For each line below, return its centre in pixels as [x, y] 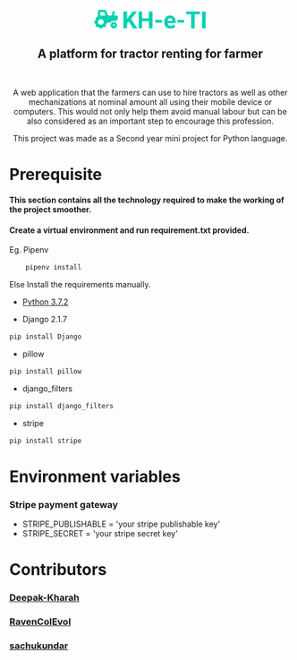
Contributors [58, 570]
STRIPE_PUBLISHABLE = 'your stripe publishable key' [121, 524]
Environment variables [95, 476]
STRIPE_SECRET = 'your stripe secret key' [100, 534]
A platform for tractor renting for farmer [150, 53]
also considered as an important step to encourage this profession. [150, 121]
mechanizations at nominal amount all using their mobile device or [150, 102]
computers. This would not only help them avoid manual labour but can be [150, 112]
